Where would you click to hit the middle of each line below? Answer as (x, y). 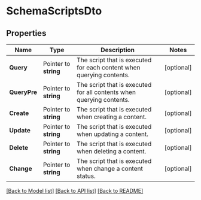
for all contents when (106, 92)
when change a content (110, 169)
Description (118, 50)
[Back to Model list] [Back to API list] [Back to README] (75, 191)
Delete (19, 148)
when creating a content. (112, 117)
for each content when (109, 67)
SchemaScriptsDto (54, 11)
